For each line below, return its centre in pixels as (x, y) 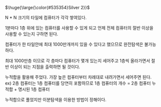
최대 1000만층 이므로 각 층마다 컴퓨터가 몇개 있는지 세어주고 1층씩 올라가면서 (78, 61)
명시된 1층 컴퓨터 (34, 89)
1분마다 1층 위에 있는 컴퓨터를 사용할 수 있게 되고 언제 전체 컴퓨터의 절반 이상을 (79, 28)
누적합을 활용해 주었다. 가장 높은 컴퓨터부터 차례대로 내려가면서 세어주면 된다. (78, 77)
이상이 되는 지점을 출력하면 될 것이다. (45, 67)
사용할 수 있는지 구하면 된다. (32, 34)
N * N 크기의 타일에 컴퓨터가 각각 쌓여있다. (46, 18)
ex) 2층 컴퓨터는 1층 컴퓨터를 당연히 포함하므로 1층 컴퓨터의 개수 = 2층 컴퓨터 (78, 83)
